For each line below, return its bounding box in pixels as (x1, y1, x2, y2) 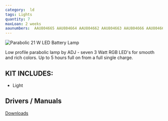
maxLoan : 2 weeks (5, 21, 41, 26)
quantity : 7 (5, 16, 30, 21)
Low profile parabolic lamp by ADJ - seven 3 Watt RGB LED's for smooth (5, 49, 155, 55)
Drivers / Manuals (5, 97, 62, 105)
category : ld (5, 7, 35, 12)
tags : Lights (5, 12, 32, 17)
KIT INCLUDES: (5, 69, 53, 77)
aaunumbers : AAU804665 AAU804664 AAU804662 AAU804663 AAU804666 (5, 26, 144, 31)
